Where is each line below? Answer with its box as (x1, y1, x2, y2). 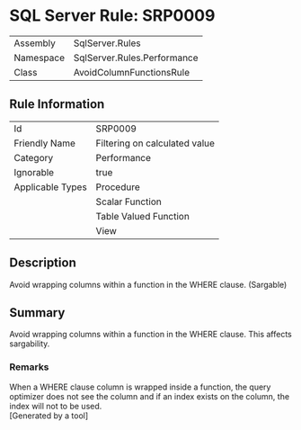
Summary (9, 305, 66, 320)
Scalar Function (95, 195, 162, 208)
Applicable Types (13, 181, 87, 193)
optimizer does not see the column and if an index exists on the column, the (9, 390, 290, 401)
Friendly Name (13, 137, 76, 149)
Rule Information (9, 96, 105, 112)
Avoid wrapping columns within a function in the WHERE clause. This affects (9, 329, 292, 340)
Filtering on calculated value (95, 137, 216, 149)
